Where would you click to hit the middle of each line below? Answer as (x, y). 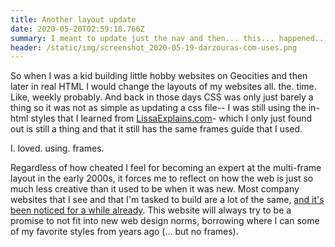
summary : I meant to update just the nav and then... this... (142, 38)
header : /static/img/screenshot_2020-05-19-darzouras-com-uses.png (154, 47)
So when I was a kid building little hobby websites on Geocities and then (159, 76)
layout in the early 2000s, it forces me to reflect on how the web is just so (162, 178)
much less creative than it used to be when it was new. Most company (155, 189)
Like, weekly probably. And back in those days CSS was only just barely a (162, 97)
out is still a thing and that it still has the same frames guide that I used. (156, 129)
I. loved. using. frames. (57, 148)
